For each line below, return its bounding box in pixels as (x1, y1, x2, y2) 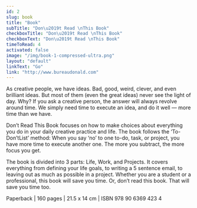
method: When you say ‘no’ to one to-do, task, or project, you (30, 134, 180, 142)
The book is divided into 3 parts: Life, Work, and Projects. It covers (6, 158, 168, 165)
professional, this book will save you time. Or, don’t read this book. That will (6, 177, 190, 184)
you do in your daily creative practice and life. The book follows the (6, 128, 170, 135)
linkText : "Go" (6, 63, 44, 70)
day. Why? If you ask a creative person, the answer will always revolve (6, 98, 178, 105)
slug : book (6, 14, 33, 20)
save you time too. (6, 184, 51, 191)
